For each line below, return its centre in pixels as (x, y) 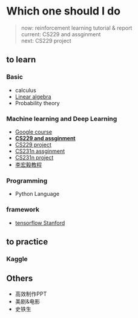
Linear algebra (33, 96)
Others (20, 278)
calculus (25, 90)
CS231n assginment (40, 151)
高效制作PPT (31, 294)
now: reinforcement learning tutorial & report (77, 28)
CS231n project (34, 157)
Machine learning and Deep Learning (62, 118)
